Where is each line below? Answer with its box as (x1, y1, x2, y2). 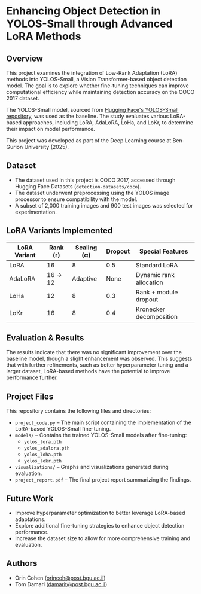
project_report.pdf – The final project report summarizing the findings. (14, 476, 191, 483)
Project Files (6, 391, 54, 401)
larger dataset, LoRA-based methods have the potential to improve (6, 368, 170, 375)
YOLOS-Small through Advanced (6, 17, 173, 31)
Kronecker (135, 305, 166, 313)
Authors (6, 558, 38, 569)
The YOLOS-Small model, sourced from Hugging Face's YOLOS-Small (6, 106, 179, 113)
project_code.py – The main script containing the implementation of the (14, 419, 191, 426)
